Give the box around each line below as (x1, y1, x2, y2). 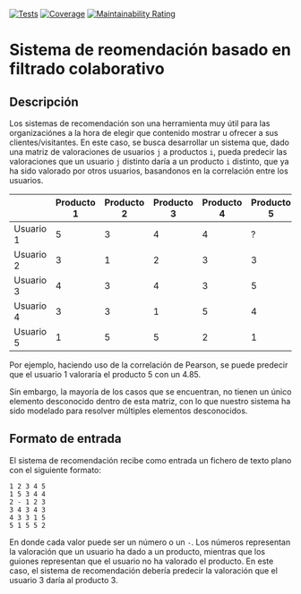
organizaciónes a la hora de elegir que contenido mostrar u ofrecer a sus (9, 128, 279, 138)
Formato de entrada (9, 431, 122, 446)
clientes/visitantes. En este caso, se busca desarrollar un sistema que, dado (9, 137, 289, 148)
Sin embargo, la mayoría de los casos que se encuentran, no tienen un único (9, 386, 292, 397)
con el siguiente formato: (9, 464, 101, 475)
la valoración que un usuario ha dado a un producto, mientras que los (9, 546, 266, 556)
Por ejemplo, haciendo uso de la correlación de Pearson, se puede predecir (9, 360, 288, 370)
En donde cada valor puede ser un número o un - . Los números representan (9, 537, 291, 547)
